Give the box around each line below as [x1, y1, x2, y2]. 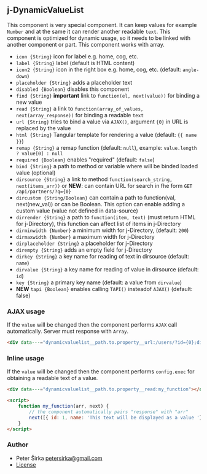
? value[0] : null [15, 150, 63, 157]
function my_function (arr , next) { [18, 403, 109, 410]
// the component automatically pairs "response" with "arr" [29, 408, 189, 415]
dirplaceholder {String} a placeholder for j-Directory [15, 239, 153, 247]
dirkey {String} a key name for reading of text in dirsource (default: [15, 252, 190, 260]
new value [15, 98, 42, 106]
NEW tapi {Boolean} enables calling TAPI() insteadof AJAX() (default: [15, 285, 193, 292]
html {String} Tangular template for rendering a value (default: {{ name [15, 131, 197, 138]
